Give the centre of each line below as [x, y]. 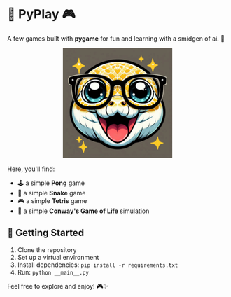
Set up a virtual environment [58, 257]
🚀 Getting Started [46, 233]
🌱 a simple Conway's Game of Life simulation [83, 211]
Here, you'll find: [31, 169]
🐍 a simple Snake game [51, 193]
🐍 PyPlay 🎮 [41, 14]
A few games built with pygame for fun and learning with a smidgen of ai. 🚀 [116, 38]
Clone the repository [47, 249]
